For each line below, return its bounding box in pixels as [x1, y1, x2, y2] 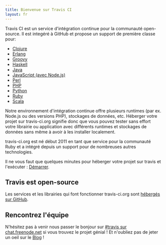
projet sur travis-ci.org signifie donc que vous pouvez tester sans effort [5, 118, 151, 124]
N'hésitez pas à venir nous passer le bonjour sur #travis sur [5, 224, 127, 230]
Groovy [12, 56, 28, 62]
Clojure [12, 46, 27, 51]
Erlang [12, 50, 26, 57]
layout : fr [5, 12, 28, 17]
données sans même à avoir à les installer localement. [5, 129, 115, 135]
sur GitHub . [5, 196, 29, 202]
